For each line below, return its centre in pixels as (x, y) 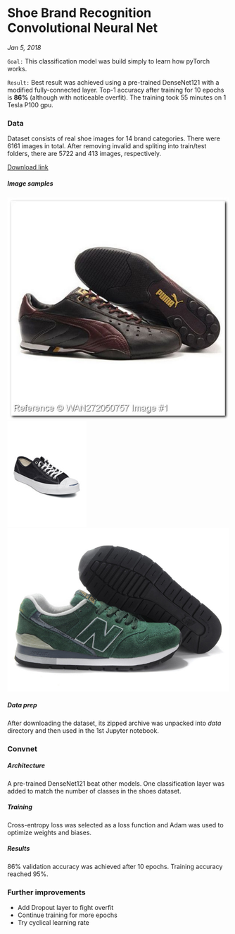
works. (17, 68)
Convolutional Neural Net (83, 28)
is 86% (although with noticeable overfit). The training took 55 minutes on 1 (117, 97)
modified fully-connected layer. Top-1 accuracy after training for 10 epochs (116, 90)
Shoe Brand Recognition (80, 13)
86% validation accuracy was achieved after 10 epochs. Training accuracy (115, 866)
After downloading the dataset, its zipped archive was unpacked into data (114, 723)
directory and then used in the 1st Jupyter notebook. (83, 730)
